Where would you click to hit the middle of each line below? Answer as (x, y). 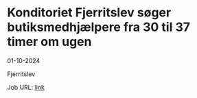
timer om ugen (49, 42)
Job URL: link (26, 87)
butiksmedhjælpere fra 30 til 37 (99, 27)
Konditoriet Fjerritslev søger (89, 13)
